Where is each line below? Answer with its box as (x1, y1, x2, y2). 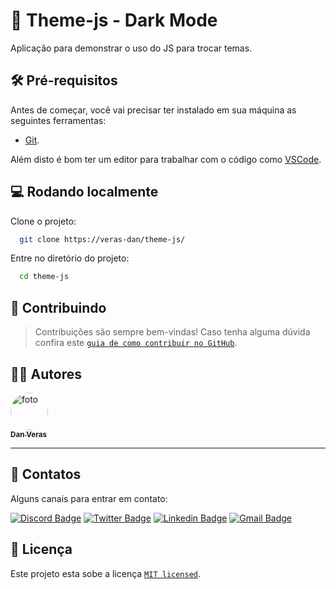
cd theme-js (19, 272, 70, 282)
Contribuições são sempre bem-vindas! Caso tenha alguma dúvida (34, 326, 311, 338)
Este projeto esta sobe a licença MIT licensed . (10, 567, 202, 579)
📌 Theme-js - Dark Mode (10, 9, 218, 32)
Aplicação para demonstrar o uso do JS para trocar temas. (10, 42, 253, 54)
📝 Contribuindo (10, 299, 107, 316)
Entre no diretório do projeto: (10, 252, 130, 264)
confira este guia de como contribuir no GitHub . (34, 337, 238, 349)
